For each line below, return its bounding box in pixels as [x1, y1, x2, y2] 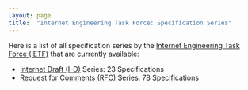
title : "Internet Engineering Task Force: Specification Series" [8, 19, 232, 27]
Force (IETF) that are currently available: [8, 49, 140, 58]
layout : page [8, 11, 52, 20]
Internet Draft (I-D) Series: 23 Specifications [19, 64, 165, 73]
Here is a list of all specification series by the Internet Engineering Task [8, 40, 240, 50]
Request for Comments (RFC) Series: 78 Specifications [19, 73, 200, 82]
